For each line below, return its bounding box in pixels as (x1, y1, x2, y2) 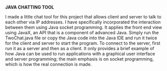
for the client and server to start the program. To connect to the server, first (5, 40, 160, 46)
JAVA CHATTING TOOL (5, 4, 54, 10)
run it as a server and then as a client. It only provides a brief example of (5, 46, 154, 51)
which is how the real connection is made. (5, 62, 92, 67)
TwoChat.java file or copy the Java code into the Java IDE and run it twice (5, 35, 157, 41)
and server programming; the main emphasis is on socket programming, (5, 56, 154, 62)
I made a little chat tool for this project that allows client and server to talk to (5, 14, 161, 19)
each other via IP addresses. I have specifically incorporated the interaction (5, 19, 161, 25)
